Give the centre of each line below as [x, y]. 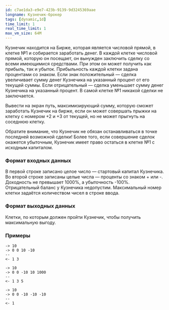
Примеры [18, 235]
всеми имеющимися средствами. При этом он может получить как [78, 64]
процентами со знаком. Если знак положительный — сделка [71, 74]
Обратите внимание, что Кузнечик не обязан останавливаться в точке [81, 131]
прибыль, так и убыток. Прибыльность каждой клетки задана [72, 69]
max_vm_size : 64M [23, 33]
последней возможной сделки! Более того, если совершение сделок [80, 137]
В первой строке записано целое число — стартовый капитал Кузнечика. [84, 171]
